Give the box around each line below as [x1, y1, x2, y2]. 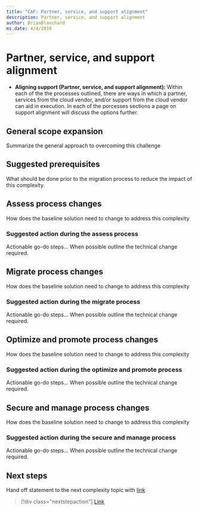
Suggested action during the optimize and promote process [6, 365, 182, 374]
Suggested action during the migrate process [6, 297, 141, 306]
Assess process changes [6, 199, 102, 209]
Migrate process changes [6, 267, 103, 277]
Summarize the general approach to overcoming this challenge [6, 142, 161, 149]
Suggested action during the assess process [6, 229, 138, 238]
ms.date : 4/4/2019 [6, 25, 52, 32]
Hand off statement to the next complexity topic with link [6, 487, 146, 494]
